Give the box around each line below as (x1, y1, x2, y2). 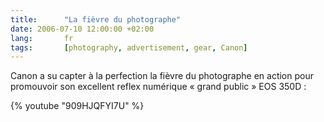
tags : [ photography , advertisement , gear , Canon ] (10, 42, 248, 53)
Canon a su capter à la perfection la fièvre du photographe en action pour (10, 70, 314, 82)
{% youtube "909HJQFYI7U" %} (10, 100, 145, 112)
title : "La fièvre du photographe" (10, 14, 182, 25)
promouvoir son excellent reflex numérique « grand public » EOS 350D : (10, 81, 307, 93)
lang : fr (10, 33, 74, 43)
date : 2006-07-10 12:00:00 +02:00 (10, 24, 155, 34)
